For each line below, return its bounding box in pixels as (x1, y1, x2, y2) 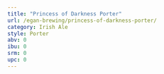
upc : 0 (7, 56, 27, 63)
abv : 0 (7, 37, 27, 44)
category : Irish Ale (7, 23, 69, 30)
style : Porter (7, 30, 50, 37)
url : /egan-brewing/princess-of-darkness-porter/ (7, 17, 158, 24)
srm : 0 (7, 50, 27, 57)
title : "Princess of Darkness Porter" (7, 10, 122, 18)
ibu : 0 (7, 43, 27, 50)
